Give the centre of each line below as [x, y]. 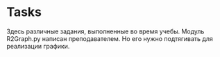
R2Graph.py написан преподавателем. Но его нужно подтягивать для [110, 38]
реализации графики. [38, 46]
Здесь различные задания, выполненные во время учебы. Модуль [105, 31]
